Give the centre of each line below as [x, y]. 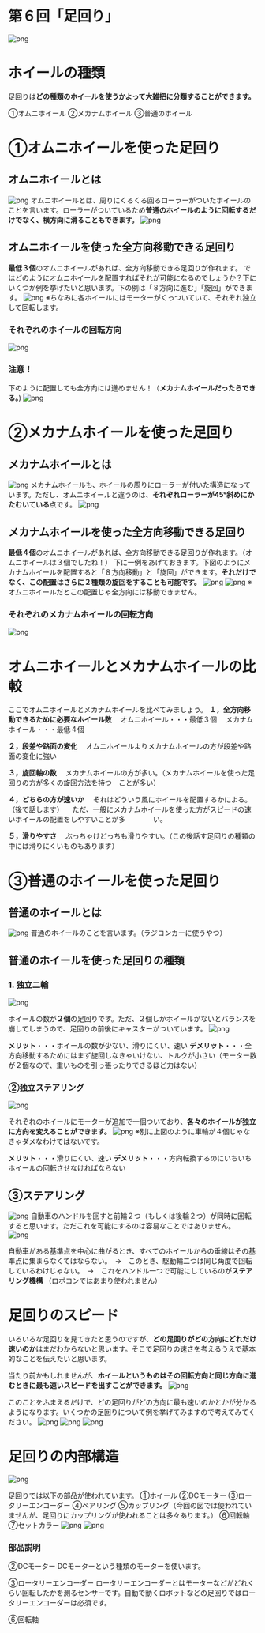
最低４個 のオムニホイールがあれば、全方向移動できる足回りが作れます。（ [127, 553]
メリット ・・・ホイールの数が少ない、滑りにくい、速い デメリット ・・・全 [130, 1046]
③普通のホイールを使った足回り [114, 881]
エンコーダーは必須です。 [70, 1603]
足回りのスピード [64, 1316]
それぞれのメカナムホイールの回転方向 [81, 615]
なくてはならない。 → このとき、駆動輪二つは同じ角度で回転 [151, 1261]
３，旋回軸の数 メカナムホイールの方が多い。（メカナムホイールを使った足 [132, 773]
